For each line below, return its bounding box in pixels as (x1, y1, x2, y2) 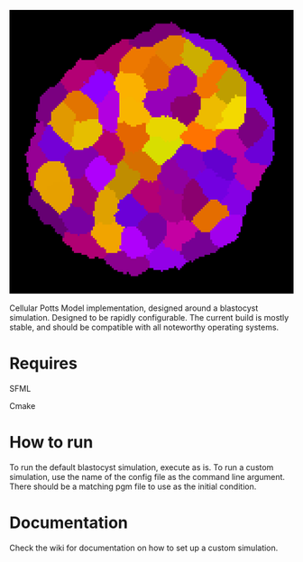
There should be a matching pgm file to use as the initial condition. (9, 481, 257, 492)
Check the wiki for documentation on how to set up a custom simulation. (9, 542, 279, 553)
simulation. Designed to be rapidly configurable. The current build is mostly (9, 313, 289, 322)
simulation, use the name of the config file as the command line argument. (9, 471, 286, 482)
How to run (9, 432, 94, 453)
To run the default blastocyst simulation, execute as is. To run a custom (9, 461, 274, 473)
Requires (9, 353, 78, 374)
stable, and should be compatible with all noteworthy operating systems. (9, 322, 280, 332)
